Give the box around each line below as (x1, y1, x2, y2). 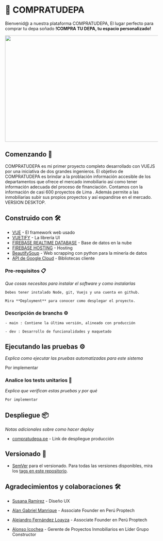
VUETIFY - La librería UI (12, 234, 60, 240)
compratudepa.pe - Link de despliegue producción (12, 436, 114, 442)
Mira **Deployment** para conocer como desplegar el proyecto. (5, 298, 136, 303)
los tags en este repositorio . (12, 468, 68, 473)
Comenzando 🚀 (5, 150, 52, 158)
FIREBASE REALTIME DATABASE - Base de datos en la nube (12, 240, 132, 245)
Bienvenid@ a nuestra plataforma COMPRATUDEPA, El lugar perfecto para (5, 20, 154, 26)
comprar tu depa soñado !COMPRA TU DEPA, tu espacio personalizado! (5, 25, 151, 31)
